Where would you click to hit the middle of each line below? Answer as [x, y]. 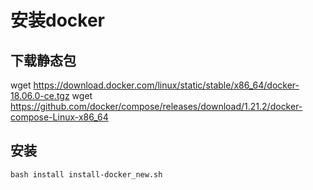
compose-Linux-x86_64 [59, 117]
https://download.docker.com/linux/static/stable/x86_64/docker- [166, 85]
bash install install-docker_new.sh [86, 174]
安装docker [57, 20]
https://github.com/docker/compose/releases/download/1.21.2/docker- [156, 106]
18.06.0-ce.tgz [40, 95]
